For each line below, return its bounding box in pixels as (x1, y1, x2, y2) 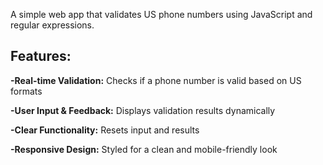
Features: (10, 48, 72, 65)
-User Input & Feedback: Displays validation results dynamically (10, 104, 276, 116)
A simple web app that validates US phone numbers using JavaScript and (10, 9, 313, 20)
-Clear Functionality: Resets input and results (10, 124, 200, 136)
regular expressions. (10, 19, 95, 31)
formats (10, 85, 43, 97)
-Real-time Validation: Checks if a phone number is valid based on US (10, 74, 302, 86)
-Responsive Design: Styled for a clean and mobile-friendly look (10, 143, 278, 155)
